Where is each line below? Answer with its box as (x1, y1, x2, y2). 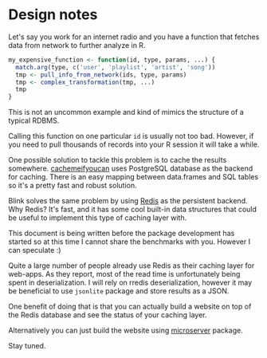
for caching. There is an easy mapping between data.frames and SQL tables (8, 172, 259, 182)
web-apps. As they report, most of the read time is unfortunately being (8, 269, 241, 279)
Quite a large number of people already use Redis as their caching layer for (8, 261, 255, 270)
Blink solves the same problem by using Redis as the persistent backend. (8, 196, 248, 206)
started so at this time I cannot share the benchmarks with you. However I (8, 237, 251, 246)
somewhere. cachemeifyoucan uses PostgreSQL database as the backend (8, 163, 253, 173)
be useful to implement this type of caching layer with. (8, 213, 187, 222)
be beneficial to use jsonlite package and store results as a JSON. (8, 286, 230, 296)
